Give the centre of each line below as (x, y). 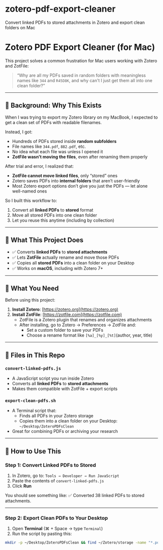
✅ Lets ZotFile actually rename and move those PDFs (65, 257)
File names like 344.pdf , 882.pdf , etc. (49, 146)
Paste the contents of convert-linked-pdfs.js (58, 480)
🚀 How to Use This (33, 451)
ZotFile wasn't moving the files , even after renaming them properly (80, 157)
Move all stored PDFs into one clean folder (54, 215)
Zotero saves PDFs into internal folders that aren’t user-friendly (76, 180)
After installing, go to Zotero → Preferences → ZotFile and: (78, 325)
